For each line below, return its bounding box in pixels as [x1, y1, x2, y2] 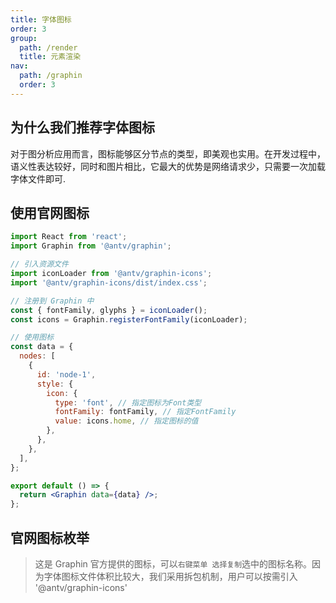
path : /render [19, 42, 78, 53]
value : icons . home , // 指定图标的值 [54, 416, 199, 426]
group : [10, 33, 38, 43]
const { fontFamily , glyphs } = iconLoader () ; [10, 305, 208, 315]
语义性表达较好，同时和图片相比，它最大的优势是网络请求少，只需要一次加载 [10, 160, 326, 172]
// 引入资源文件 [10, 259, 69, 270]
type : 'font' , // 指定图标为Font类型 [54, 397, 202, 408]
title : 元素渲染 [19, 52, 82, 62]
